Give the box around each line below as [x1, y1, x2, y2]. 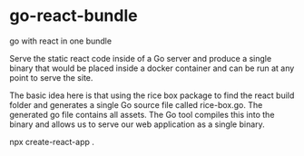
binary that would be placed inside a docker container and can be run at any [9, 63, 295, 73]
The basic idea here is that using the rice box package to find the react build [9, 90, 295, 101]
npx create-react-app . [9, 136, 95, 147]
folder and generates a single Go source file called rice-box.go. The [9, 99, 263, 110]
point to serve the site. [9, 72, 93, 83]
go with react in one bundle [9, 35, 112, 46]
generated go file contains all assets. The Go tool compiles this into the [9, 109, 275, 120]
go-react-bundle [9, 5, 138, 26]
